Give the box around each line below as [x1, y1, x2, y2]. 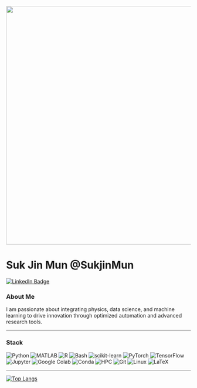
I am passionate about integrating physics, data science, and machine [6, 306, 175, 313]
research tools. [6, 318, 43, 325]
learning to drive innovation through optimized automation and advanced [6, 312, 182, 319]
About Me [6, 292, 35, 301]
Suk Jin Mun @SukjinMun [6, 258, 134, 272]
